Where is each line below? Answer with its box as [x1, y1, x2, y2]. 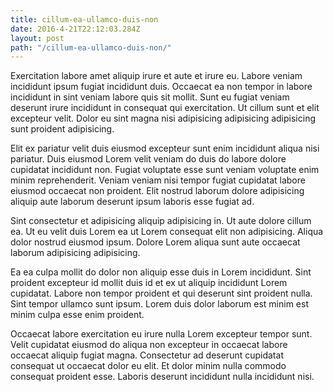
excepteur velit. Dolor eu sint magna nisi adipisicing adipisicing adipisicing [10, 112, 317, 125]
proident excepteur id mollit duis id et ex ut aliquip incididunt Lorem [10, 277, 288, 289]
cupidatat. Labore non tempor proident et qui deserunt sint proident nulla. [10, 287, 313, 300]
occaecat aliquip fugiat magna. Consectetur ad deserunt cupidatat [10, 349, 284, 361]
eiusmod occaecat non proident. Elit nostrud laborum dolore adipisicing [10, 185, 305, 197]
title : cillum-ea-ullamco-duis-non [10, 14, 159, 25]
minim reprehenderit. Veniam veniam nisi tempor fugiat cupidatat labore [10, 174, 306, 186]
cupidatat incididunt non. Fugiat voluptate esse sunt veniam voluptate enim [10, 164, 320, 176]
